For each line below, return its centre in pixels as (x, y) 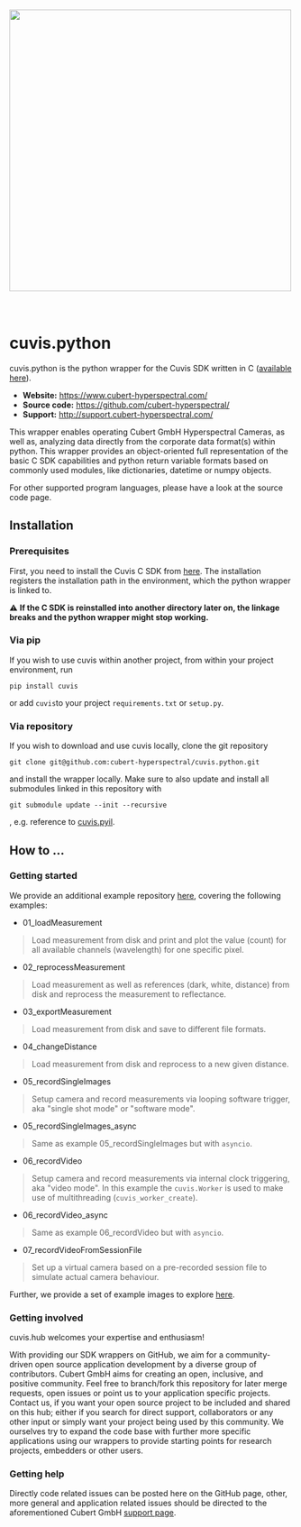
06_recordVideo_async (65, 1215)
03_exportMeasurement (67, 1011)
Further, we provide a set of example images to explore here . (123, 1294)
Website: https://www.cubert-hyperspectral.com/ (115, 395)
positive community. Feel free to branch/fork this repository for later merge (148, 1384)
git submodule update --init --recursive (88, 805)
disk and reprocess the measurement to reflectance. (129, 994)
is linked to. (31, 590)
